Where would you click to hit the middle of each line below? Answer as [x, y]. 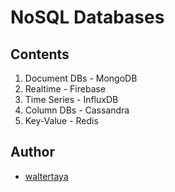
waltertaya [46, 176]
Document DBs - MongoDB [81, 78]
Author [32, 152]
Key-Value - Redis [61, 120]
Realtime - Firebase [65, 89]
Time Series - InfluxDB [71, 99]
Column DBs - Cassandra [77, 110]
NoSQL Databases [87, 17]
